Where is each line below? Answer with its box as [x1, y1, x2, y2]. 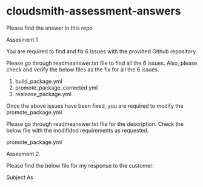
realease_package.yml [15, 90, 72, 97]
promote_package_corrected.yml [15, 84, 98, 91]
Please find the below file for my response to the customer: [6, 162, 155, 169]
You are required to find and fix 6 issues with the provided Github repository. [6, 47, 198, 55]
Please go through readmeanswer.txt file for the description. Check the [6, 120, 184, 128]
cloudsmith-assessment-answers [6, 4, 181, 18]
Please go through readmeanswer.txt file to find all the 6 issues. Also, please [6, 59, 198, 67]
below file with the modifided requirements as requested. [6, 126, 149, 134]
